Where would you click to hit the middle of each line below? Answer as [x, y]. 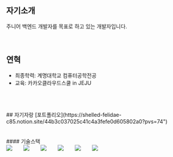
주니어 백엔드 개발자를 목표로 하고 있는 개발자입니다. [67, 26]
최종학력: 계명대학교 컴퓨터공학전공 [55, 75]
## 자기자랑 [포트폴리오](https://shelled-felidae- [64, 114]
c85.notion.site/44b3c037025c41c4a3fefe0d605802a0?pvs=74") [87, 121]
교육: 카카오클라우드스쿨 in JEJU [53, 83]
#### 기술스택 [23, 141]
